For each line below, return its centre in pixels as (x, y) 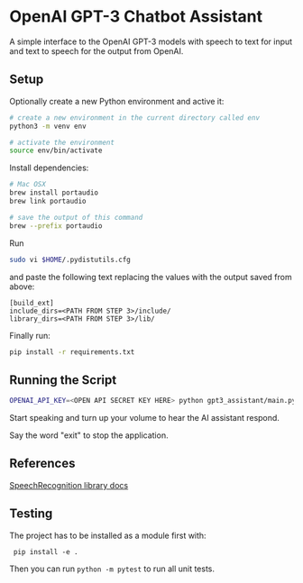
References (42, 464)
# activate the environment (62, 142)
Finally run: (30, 335)
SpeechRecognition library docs (69, 485)
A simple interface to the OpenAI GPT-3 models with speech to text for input (151, 41)
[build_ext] (32, 303)
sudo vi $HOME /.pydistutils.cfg (70, 260)
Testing (31, 514)
